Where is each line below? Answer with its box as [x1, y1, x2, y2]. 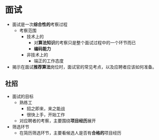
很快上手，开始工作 [26, 111, 65, 117]
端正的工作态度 [33, 58, 64, 64]
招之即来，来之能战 [26, 105, 65, 111]
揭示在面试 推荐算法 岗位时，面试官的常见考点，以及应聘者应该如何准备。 [12, 64, 157, 70]
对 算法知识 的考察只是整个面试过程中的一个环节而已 [33, 39, 136, 45]
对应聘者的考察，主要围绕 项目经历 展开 [19, 118, 96, 123]
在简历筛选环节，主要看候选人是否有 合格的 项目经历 [19, 130, 122, 136]
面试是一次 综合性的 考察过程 [12, 21, 68, 27]
